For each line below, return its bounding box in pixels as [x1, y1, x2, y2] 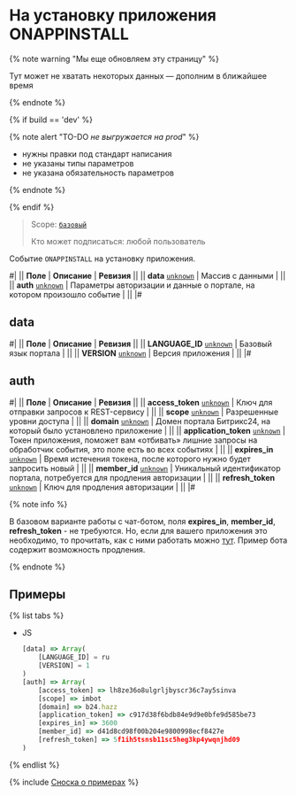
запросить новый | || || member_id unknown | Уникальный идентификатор [9, 462, 281, 474]
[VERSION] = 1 [38, 661, 90, 670]
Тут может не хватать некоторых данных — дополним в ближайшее [9, 70, 268, 81]
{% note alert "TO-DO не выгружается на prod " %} [9, 131, 200, 142]
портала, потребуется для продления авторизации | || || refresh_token [9, 472, 276, 483]
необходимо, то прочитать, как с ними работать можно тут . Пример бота [9, 535, 288, 545]
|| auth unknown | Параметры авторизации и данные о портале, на [9, 280, 255, 290]
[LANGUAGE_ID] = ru [38, 653, 110, 662]
